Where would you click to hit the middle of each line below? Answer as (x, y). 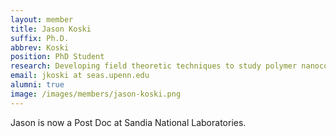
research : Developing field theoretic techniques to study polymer (154, 66)
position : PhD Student (57, 57)
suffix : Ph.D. (40, 38)
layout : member (42, 19)
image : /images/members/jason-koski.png (96, 94)
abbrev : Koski (40, 47)
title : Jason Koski (51, 29)
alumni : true (37, 85)
